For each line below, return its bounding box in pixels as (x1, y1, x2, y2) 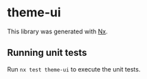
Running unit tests (7, 47, 87, 59)
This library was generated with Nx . (7, 27, 108, 35)
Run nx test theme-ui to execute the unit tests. (7, 65, 141, 73)
